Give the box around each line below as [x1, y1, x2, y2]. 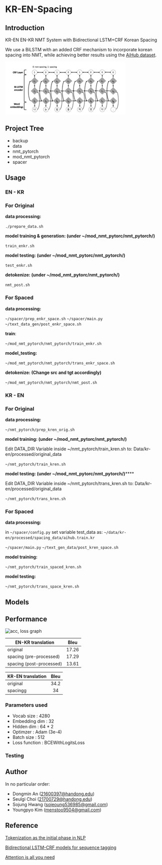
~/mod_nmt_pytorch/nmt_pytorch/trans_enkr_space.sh [5, 360, 115, 365]
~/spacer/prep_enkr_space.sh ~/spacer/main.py [5, 316, 103, 321]
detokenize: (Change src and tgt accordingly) [5, 369, 101, 375]
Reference [5, 821, 38, 830]
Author [5, 767, 27, 776]
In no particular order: [5, 781, 50, 787]
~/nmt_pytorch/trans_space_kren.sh [5, 584, 79, 589]
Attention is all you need [5, 854, 55, 860]
